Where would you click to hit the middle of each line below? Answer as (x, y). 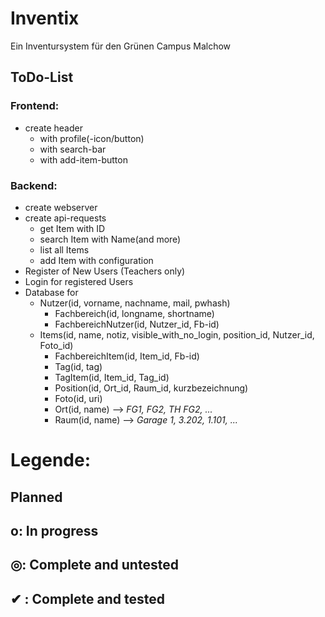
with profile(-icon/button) (92, 138)
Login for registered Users (79, 281)
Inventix (45, 18)
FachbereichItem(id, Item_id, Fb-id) (127, 356)
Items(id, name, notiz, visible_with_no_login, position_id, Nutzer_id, (177, 334)
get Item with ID (72, 228)
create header (53, 128)
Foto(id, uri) (78, 398)
